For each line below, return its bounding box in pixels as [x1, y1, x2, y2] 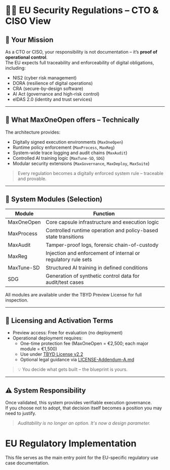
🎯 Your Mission [5, 35, 54, 44]
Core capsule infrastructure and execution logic [46, 219, 159, 226]
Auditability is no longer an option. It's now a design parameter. [17, 420, 151, 426]
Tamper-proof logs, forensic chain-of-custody [46, 241, 159, 248]
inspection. [5, 297, 29, 303]
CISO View [5, 15, 51, 27]
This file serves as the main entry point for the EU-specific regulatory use [5, 455, 158, 461]
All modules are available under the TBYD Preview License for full [5, 291, 142, 297]
